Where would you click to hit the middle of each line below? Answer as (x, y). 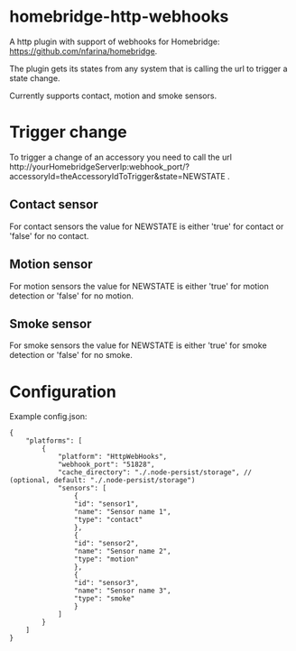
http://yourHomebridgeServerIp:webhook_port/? (99, 166)
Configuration (63, 392)
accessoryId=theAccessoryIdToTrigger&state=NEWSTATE (117, 176)
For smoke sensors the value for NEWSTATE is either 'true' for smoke (139, 345)
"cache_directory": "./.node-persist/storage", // (155, 472)
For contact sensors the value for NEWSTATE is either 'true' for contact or (147, 226)
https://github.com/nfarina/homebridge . (83, 50)
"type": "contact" (108, 520)
